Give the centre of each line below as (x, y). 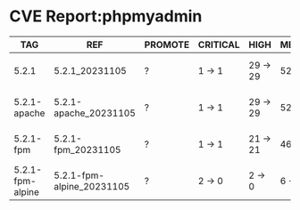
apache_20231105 (95, 113)
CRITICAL (219, 44)
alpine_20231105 (92, 186)
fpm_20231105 (87, 149)
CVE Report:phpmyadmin (106, 16)
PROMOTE (167, 44)
